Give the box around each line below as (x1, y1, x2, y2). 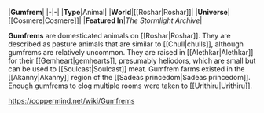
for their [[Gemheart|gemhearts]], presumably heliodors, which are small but (8, 56, 256, 65)
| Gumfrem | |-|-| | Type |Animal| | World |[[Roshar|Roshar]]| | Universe (8, 8, 228, 16)
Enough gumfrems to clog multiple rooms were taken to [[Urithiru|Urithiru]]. (8, 81, 253, 90)
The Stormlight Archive (125, 16, 200, 25)
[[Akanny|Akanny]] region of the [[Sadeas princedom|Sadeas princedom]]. (8, 73, 251, 82)
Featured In (85, 16, 124, 25)
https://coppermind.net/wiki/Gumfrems (8, 97, 135, 105)
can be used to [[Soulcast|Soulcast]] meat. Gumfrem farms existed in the (8, 64, 245, 74)
